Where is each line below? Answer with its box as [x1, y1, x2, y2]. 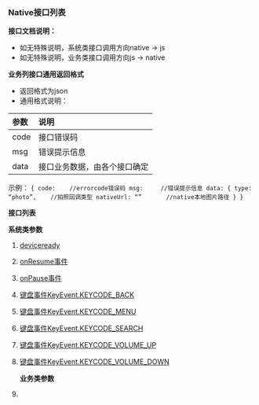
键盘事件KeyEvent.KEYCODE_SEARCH [19, 324, 144, 333]
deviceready [19, 241, 60, 250]
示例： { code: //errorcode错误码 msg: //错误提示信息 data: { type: [8, 183, 253, 193]
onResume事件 [19, 257, 68, 267]
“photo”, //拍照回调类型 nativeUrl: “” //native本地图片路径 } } [8, 193, 244, 201]
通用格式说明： [19, 96, 68, 105]
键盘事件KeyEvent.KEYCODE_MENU [19, 307, 137, 316]
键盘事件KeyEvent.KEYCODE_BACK [19, 290, 135, 300]
